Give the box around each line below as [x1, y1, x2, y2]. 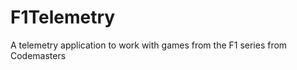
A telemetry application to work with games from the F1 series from [10, 39, 288, 51]
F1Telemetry [10, 6, 116, 29]
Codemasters [10, 49, 67, 61]
